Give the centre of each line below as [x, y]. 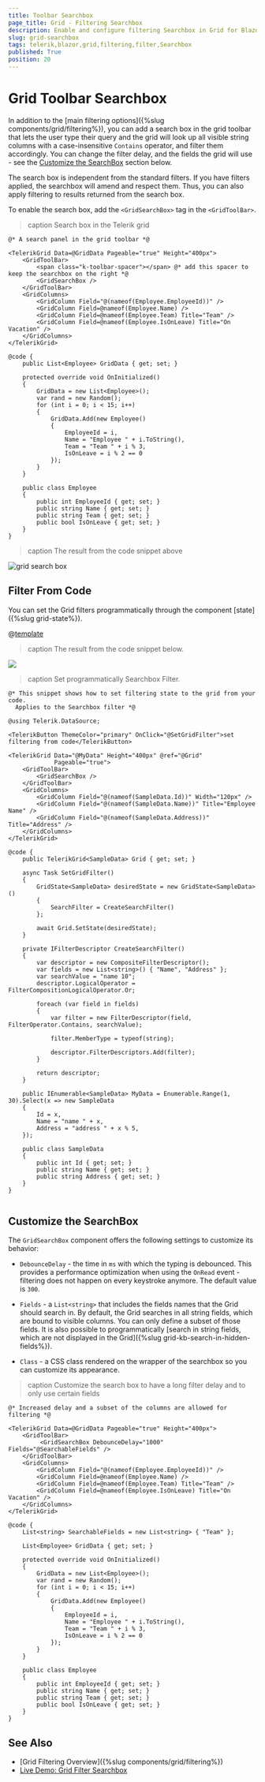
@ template [26, 633]
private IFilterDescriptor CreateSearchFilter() [104, 949]
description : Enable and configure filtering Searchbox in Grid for [123, 30]
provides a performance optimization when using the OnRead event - [130, 1272]
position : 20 [30, 60]
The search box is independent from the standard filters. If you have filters [129, 177]
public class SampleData [63, 1149]
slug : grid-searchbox [44, 37]
